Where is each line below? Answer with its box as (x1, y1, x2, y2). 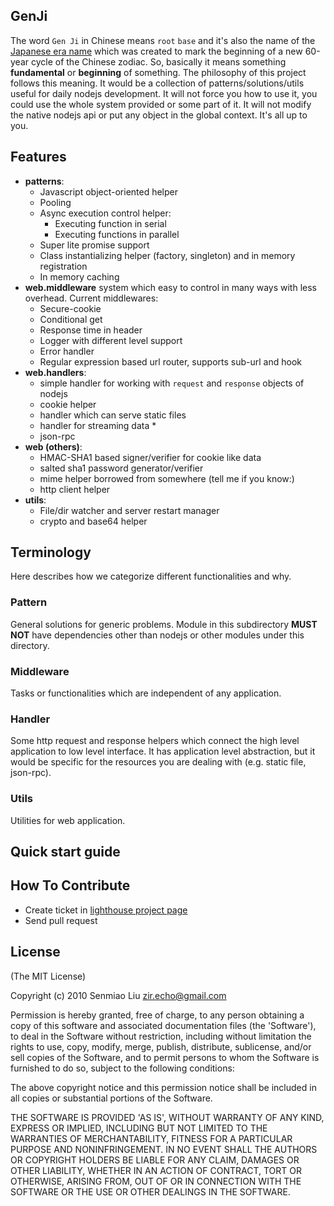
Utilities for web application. (10, 814, 126, 826)
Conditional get (39, 313, 103, 325)
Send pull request (24, 914, 98, 926)
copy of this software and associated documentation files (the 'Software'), (10, 1019, 317, 1031)
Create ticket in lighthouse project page (24, 904, 188, 916)
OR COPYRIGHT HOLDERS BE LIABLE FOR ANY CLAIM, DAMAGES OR (10, 1154, 300, 1166)
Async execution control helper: (39, 207, 172, 219)
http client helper (39, 483, 111, 495)
